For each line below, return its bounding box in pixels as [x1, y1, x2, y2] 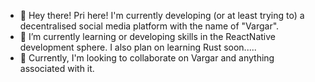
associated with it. [19, 63, 95, 74]
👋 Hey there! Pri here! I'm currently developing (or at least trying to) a [19, 10, 305, 21]
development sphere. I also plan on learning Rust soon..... [19, 41, 257, 53]
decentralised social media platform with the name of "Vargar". [19, 20, 280, 32]
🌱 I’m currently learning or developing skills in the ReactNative [19, 31, 276, 42]
